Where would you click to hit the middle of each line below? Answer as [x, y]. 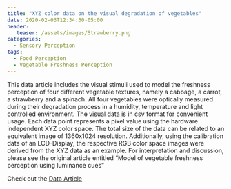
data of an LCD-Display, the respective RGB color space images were [106, 143]
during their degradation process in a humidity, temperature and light [105, 106]
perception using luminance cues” [56, 165]
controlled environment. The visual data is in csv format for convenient [108, 114]
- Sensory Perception [44, 46]
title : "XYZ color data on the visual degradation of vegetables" [104, 13]
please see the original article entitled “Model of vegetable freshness [105, 158]
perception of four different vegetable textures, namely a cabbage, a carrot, [115, 92]
